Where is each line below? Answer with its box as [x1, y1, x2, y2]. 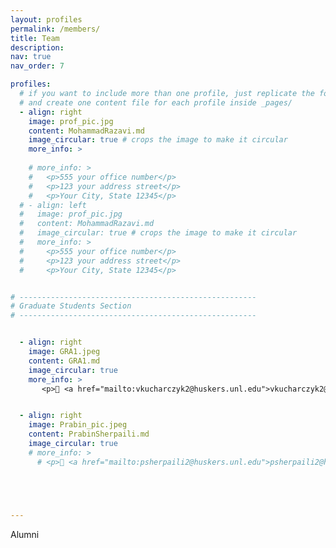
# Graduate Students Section [10, 301, 132, 311]
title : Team [10, 33, 60, 43]
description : [10, 42, 65, 53]
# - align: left [19, 200, 87, 210]
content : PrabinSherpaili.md [28, 429, 150, 440]
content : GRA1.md [28, 356, 101, 366]
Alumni [10, 528, 40, 540]
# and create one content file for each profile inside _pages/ [19, 97, 293, 108]
